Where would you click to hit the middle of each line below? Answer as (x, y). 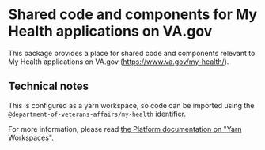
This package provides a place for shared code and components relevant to (132, 53)
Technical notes (49, 86)
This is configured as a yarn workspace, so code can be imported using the (131, 105)
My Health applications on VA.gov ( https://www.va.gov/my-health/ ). (119, 62)
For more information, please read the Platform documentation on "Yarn (125, 129)
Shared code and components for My (133, 15)
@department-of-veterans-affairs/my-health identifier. (97, 114)
